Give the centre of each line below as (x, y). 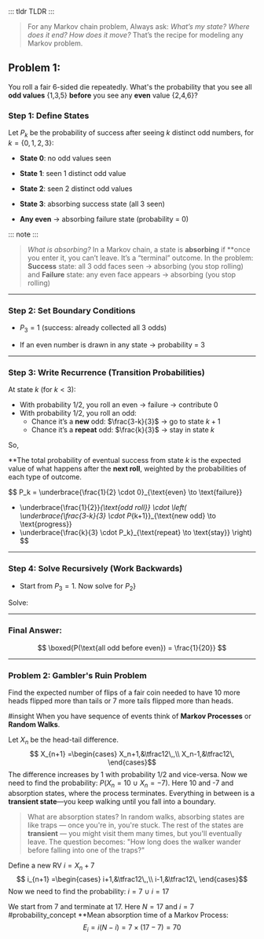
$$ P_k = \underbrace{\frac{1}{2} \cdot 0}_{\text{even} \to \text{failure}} (125, 492)
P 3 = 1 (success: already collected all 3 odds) (93, 328)
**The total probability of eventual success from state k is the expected (125, 460)
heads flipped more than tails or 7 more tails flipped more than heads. (121, 701)
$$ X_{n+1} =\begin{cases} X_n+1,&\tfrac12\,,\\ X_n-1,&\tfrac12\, (132, 754)
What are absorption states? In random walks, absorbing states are (136, 816)
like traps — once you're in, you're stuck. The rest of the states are (135, 825)
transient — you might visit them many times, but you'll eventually (134, 833)
